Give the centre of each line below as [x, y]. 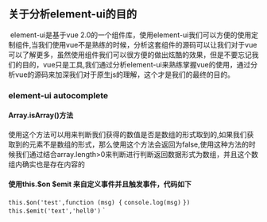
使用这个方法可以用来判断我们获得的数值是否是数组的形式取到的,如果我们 [128, 134]
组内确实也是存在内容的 [46, 164]
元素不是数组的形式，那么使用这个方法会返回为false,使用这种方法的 [139, 144]
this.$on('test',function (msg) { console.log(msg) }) [99, 203]
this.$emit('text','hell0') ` [57, 211]
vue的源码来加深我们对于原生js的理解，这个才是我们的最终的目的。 [125, 75]
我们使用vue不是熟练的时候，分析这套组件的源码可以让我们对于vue [148, 44]
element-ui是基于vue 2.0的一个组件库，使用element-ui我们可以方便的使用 [131, 35]
